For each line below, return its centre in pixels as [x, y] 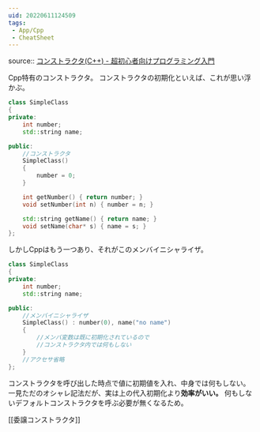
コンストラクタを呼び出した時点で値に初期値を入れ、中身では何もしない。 [129, 383]
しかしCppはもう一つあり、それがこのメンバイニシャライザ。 [108, 250]
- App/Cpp [28, 30]
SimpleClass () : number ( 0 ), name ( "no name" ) [97, 323]
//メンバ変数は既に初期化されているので [93, 338]
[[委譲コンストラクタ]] [44, 419]
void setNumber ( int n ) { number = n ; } [88, 205]
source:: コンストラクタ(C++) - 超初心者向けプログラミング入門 [111, 61]
